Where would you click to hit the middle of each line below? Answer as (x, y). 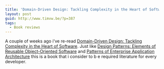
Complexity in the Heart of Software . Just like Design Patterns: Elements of (81, 46)
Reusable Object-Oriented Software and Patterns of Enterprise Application (80, 52)
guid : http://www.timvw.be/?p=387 (40, 18)
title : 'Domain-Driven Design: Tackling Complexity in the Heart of (76, 9)
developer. (16, 62)
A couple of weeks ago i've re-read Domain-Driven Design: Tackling (74, 41)
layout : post (18, 14)
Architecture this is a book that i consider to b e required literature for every (81, 56)
